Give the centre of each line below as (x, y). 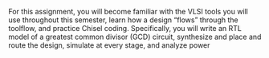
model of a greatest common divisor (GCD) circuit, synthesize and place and (135, 37)
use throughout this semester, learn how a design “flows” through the (123, 20)
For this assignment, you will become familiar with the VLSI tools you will (128, 12)
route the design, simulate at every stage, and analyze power (109, 45)
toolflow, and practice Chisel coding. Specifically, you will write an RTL (125, 28)
